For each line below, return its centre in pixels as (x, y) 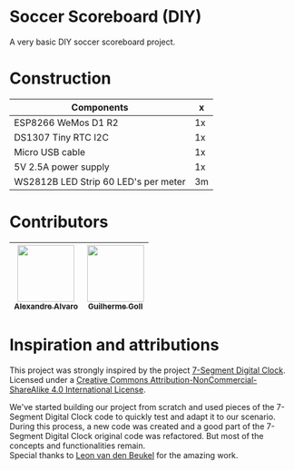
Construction (60, 78)
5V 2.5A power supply (62, 167)
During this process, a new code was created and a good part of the (137, 426)
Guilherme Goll (115, 306)
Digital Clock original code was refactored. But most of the (154, 436)
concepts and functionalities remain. (78, 446)
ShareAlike (29, 389)
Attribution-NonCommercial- (204, 379)
